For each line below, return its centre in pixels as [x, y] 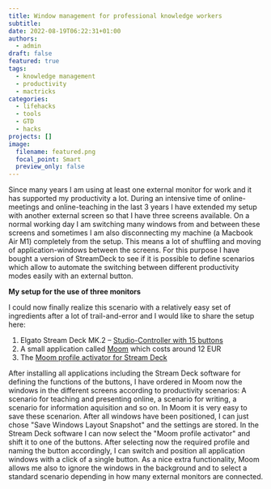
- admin [29, 46]
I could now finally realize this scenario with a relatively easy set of [120, 307]
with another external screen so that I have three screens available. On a [129, 216]
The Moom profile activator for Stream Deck [93, 358]
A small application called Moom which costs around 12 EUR [121, 349]
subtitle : [25, 24]
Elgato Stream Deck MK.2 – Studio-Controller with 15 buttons [122, 341]
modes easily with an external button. [71, 276]
